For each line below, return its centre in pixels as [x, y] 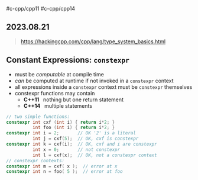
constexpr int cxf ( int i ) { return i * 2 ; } [61, 122]
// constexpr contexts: [35, 160]
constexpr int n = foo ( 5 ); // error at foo [64, 172]
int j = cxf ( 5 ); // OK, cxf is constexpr [85, 139]
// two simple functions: [38, 117]
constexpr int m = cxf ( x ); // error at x [62, 166]
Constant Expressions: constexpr [68, 60]
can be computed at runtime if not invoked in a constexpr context [94, 81]
